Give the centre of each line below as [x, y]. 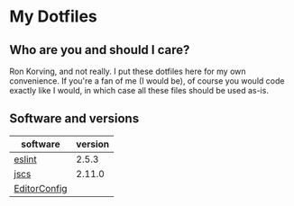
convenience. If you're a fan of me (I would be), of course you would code [147, 81]
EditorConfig [41, 188]
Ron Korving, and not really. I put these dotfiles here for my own [128, 71]
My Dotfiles [53, 17]
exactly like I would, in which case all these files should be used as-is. [139, 90]
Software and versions [74, 119]
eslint [26, 159]
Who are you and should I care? [100, 50]
